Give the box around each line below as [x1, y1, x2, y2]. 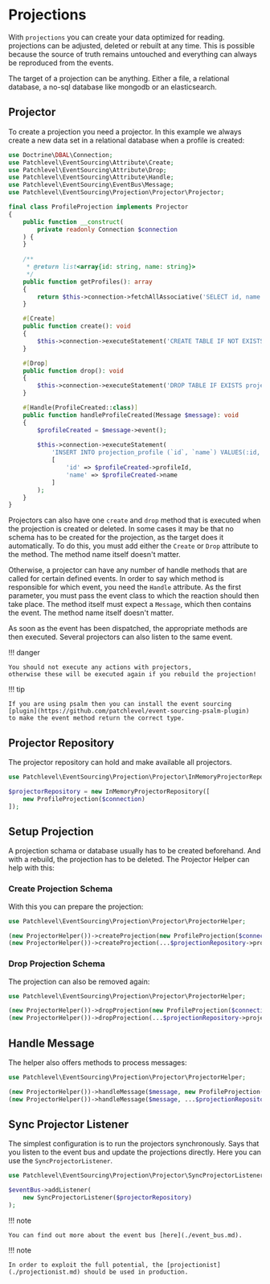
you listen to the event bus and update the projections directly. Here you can [8, 1147, 262, 1157]
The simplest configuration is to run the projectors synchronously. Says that [8, 1139, 260, 1149]
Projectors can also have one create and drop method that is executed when [8, 515, 261, 525]
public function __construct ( [22, 217, 125, 226]
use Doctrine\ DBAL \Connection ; [8, 151, 113, 159]
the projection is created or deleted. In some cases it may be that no [8, 524, 235, 534]
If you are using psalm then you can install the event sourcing [8, 700, 231, 708]
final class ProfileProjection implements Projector [8, 203, 189, 211]
